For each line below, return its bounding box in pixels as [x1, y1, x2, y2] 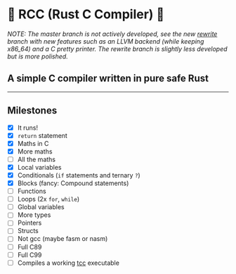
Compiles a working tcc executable [17, 259, 119, 267]
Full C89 [17, 242, 42, 251]
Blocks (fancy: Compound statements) [17, 179, 129, 187]
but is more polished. [7, 52, 68, 61]
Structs [17, 227, 39, 235]
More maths [17, 147, 53, 156]
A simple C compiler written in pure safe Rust [7, 73, 209, 85]
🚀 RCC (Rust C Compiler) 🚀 [7, 6, 165, 23]
